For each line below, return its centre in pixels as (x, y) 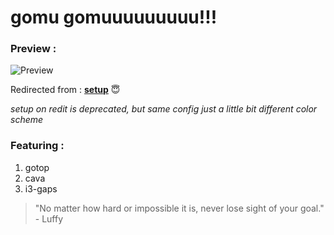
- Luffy (49, 218)
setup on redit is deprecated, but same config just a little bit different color (164, 109)
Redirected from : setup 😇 (65, 90)
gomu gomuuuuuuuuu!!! (114, 17)
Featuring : (37, 146)
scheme (27, 120)
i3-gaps (41, 188)
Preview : (33, 49)
